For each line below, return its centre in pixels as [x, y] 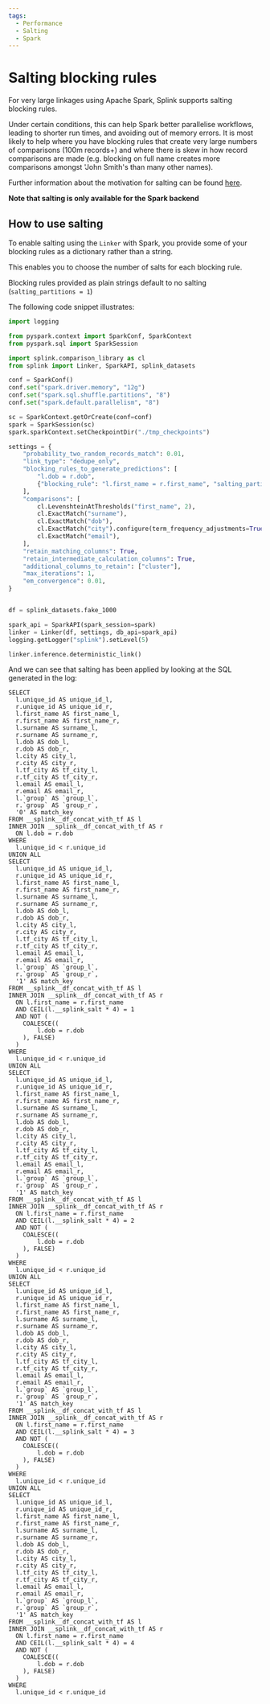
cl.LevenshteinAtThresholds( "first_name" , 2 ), [117, 506]
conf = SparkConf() [41, 380]
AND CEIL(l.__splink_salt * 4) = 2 [75, 1221]
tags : [17, 16]
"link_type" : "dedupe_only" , [72, 462]
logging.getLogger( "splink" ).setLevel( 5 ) [79, 640]
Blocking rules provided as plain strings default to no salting [108, 283]
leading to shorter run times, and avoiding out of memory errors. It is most [131, 133]
